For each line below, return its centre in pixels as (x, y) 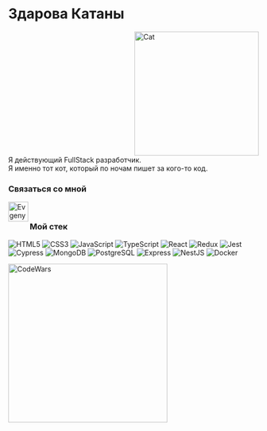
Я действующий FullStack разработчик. (75, 160)
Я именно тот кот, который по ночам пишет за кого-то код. (108, 168)
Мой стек (49, 227)
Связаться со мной (48, 189)
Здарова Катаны (66, 14)
